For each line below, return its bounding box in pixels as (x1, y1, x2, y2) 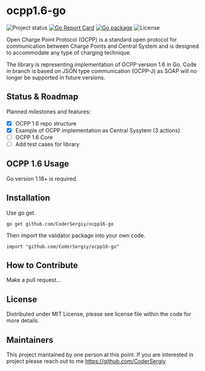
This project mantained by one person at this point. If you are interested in (6, 351, 194, 359)
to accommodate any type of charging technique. (6, 48, 132, 56)
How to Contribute (6, 260, 79, 270)
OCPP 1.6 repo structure (15, 120, 77, 127)
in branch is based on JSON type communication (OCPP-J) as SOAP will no (6, 67, 198, 74)
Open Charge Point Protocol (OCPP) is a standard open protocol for (6, 36, 177, 43)
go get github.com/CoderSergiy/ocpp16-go (6, 221, 114, 227)
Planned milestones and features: (6, 108, 91, 115)
